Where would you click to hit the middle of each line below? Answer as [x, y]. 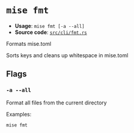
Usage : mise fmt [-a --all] [50, 26]
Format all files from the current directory [57, 103]
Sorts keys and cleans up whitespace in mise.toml [67, 55]
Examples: [19, 114]
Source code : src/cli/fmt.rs [51, 32]
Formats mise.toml [29, 44]
